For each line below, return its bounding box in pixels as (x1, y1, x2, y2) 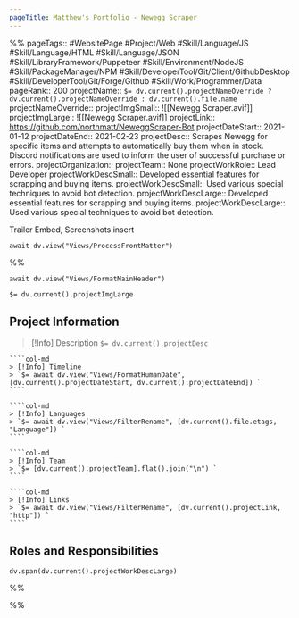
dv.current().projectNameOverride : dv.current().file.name (9, 95, 238, 104)
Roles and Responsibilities (9, 543, 159, 558)
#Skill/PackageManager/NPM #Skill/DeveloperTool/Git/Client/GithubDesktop (9, 66, 290, 77)
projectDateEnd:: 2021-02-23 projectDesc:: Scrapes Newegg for (30, 130, 268, 141)
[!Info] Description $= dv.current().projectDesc (30, 338, 209, 348)
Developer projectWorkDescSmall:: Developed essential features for (9, 169, 260, 180)
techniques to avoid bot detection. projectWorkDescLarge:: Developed (9, 188, 269, 198)
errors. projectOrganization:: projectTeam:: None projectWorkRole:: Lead (9, 159, 277, 170)
